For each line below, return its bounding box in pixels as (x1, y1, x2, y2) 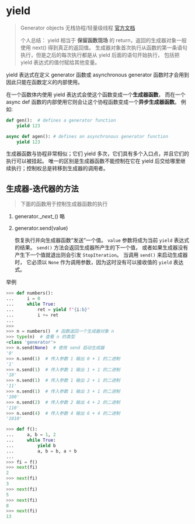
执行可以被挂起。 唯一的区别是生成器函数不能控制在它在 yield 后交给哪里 (6, 157, 181, 165)
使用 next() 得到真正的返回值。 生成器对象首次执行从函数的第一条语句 (20, 44, 188, 51)
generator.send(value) (14, 225, 68, 232)
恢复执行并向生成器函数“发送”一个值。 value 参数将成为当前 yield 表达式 (14, 236, 190, 244)
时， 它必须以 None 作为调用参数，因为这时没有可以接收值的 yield (14, 259, 172, 266)
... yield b (6, 442, 57, 448)
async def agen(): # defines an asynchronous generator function (6, 133, 168, 139)
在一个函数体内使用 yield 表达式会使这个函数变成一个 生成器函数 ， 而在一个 (6, 91, 186, 98)
